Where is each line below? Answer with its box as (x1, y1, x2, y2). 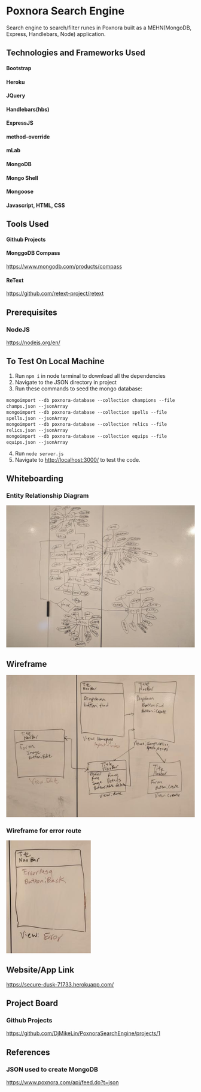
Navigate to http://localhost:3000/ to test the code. (14, 456, 141, 463)
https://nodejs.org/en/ (6, 339, 61, 346)
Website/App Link (6, 965, 75, 975)
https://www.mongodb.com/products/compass (6, 263, 123, 270)
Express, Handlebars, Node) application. (6, 30, 106, 37)
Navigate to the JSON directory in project (14, 378, 117, 386)
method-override (6, 133, 50, 140)
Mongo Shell (6, 174, 38, 181)
